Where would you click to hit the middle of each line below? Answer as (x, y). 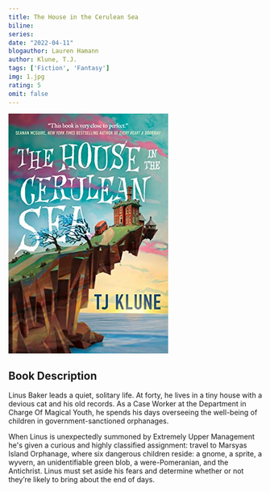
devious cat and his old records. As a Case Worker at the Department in (127, 404)
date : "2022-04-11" (41, 43)
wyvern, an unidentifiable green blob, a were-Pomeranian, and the (118, 463)
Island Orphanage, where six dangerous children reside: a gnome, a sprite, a (135, 454)
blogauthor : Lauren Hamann (54, 51)
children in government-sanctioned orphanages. (89, 421)
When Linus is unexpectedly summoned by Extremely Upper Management (132, 437)
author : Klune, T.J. (43, 60)
